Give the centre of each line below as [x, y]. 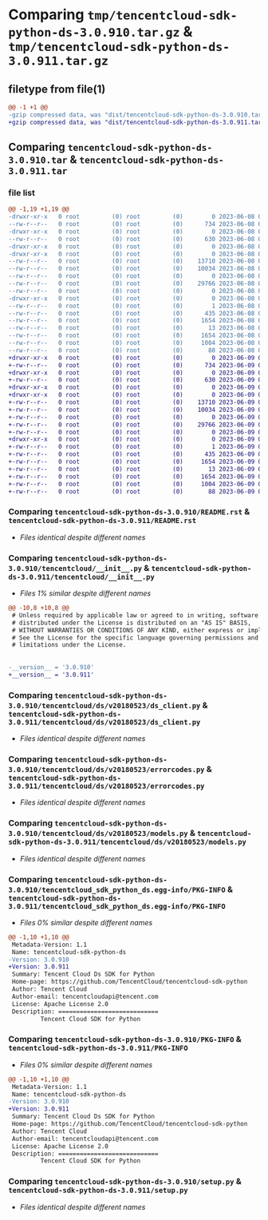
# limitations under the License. [69, 645]
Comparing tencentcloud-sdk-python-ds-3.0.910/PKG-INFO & [125, 1040]
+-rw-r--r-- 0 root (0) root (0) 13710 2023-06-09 [132, 402]
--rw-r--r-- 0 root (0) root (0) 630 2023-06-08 [132, 239]
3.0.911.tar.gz [59, 61]
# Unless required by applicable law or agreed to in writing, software [135, 615]
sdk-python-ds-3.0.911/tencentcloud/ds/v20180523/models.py [128, 842]
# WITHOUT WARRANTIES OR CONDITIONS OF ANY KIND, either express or [128, 630]
